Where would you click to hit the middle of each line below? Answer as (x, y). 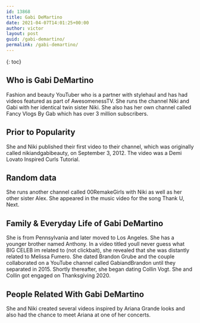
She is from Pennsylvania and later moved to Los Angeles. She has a (90, 237)
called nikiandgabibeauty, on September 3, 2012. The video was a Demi (94, 153)
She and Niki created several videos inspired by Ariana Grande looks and (96, 308)
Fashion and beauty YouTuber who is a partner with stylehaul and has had (97, 94)
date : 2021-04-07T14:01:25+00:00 (48, 23)
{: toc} (14, 61)
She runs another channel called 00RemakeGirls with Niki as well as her (94, 192)
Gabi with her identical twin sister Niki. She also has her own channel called (99, 107)
